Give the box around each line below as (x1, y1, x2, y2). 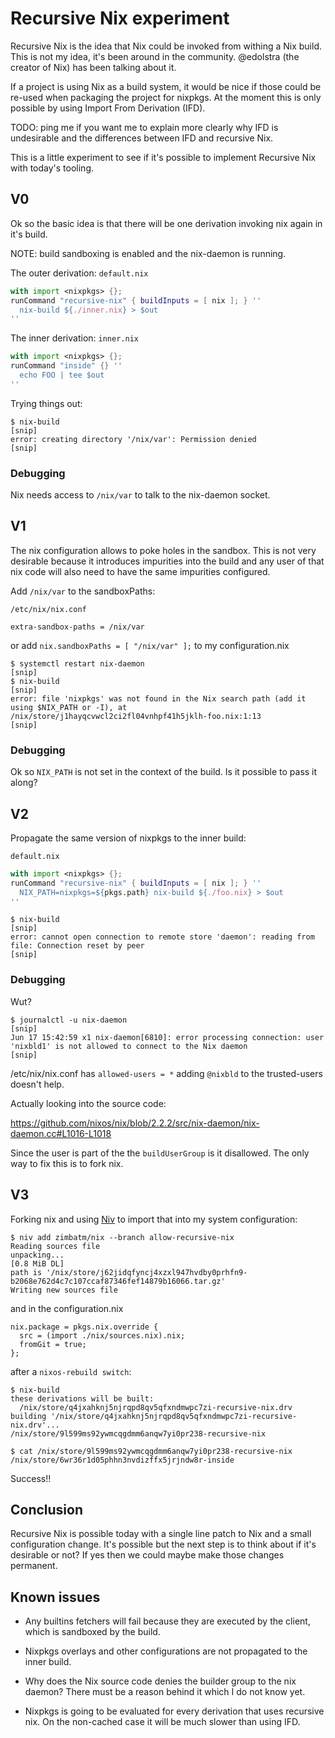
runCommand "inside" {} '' (10, 361, 123, 371)
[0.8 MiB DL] (10, 1258, 65, 1269)
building (10, 1411, 47, 1421)
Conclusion (10, 1501, 84, 1518)
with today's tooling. (10, 162, 95, 174)
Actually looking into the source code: (10, 1097, 167, 1109)
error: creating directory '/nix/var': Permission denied (10, 434, 257, 444)
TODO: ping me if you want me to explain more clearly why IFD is (10, 121, 279, 133)
